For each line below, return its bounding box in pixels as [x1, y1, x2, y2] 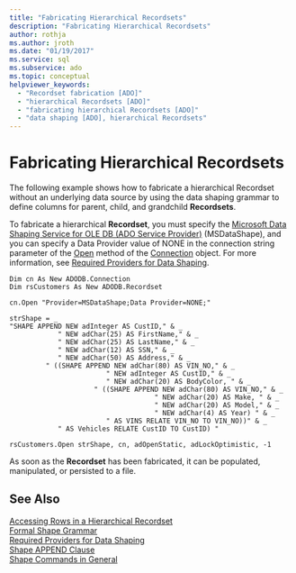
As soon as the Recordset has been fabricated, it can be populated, [9, 456, 261, 467]
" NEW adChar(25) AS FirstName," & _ [57, 330, 200, 339]
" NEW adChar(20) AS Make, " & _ [154, 393, 280, 402]
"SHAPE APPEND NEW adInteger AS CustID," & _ [9, 322, 183, 332]
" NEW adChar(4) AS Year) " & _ [154, 409, 276, 418]
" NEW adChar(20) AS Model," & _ [154, 401, 280, 410]
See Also [9, 492, 60, 507]
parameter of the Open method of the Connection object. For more [9, 248, 256, 259]
